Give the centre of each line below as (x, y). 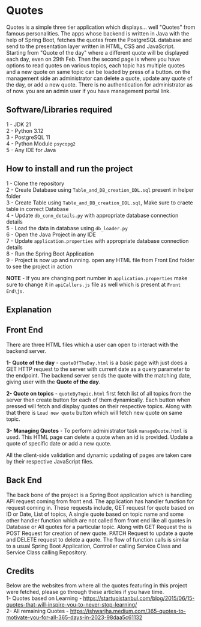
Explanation (29, 309)
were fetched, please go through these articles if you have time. (85, 592)
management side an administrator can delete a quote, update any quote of (100, 78)
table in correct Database (37, 209)
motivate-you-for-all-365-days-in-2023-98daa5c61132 (74, 617)
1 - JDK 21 (19, 124)
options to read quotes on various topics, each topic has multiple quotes (95, 65)
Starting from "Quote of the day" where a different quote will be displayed (97, 52)
